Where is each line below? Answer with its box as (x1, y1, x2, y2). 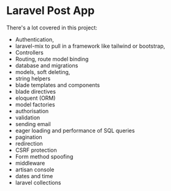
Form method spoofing (15, 152, 74, 160)
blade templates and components (15, 81, 100, 89)
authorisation (15, 107, 49, 114)
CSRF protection (15, 146, 57, 154)
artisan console (15, 166, 55, 173)
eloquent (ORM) (15, 94, 56, 102)
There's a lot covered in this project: (6, 24, 98, 31)
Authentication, (15, 36, 54, 43)
